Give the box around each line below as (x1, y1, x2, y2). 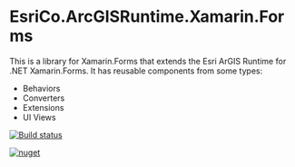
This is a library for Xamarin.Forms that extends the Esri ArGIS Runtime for (9, 55, 287, 66)
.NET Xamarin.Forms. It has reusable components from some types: (9, 65, 263, 76)
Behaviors (22, 83, 61, 93)
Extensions (22, 102, 64, 113)
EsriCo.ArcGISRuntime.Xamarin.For (9, 6, 285, 27)
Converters (22, 93, 65, 103)
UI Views (22, 112, 56, 123)
